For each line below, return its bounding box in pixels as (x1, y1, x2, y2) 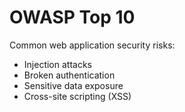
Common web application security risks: (9, 39, 176, 51)
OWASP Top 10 (9, 6, 136, 29)
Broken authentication (23, 69, 116, 81)
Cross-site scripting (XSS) (23, 90, 132, 102)
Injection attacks (23, 58, 92, 70)
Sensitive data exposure (23, 79, 124, 91)
